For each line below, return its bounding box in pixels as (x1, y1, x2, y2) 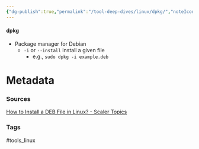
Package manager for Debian (14, 40, 86, 47)
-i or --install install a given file (23, 46, 105, 53)
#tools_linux (6, 137, 36, 144)
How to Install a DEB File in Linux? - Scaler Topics (6, 108, 127, 116)
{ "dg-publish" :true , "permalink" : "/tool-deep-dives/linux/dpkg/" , (6, 8, 171, 15)
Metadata (6, 74, 54, 87)
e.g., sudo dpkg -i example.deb (32, 53, 108, 60)
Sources (6, 94, 31, 103)
